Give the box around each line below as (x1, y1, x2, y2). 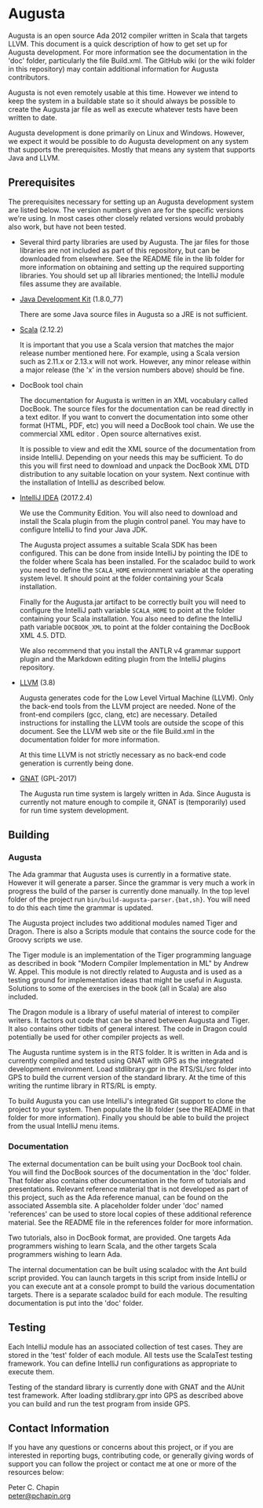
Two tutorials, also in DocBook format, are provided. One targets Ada (8, 1233, 232, 1242)
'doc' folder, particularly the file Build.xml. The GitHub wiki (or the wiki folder (8, 56, 255, 65)
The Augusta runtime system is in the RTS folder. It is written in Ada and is (8, 1048, 248, 1057)
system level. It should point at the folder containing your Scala (19, 573, 224, 583)
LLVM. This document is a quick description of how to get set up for (8, 39, 228, 48)
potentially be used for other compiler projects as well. (8, 1032, 184, 1042)
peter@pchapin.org (8, 1491, 71, 1501)
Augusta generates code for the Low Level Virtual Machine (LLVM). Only (19, 693, 254, 702)
